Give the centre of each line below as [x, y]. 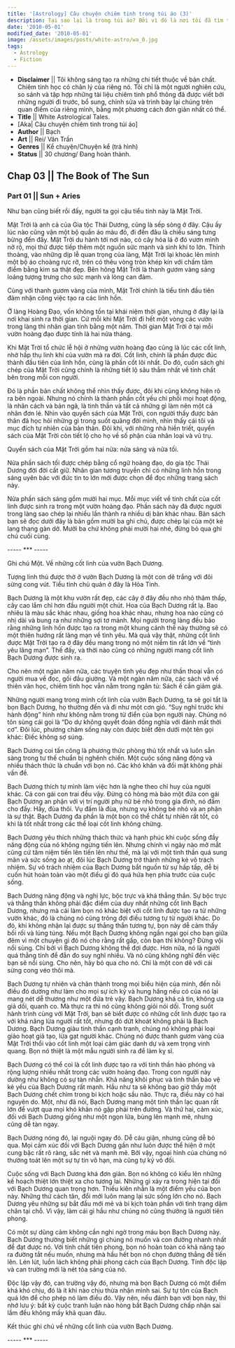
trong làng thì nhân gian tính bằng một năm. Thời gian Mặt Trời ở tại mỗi [110, 326]
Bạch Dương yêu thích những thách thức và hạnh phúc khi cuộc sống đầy [113, 838]
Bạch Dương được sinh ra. [45, 658]
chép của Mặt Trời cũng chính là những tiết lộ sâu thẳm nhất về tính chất [112, 370]
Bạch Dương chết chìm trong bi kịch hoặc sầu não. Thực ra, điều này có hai [116, 1095]
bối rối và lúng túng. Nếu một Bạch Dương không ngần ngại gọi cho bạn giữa [117, 933]
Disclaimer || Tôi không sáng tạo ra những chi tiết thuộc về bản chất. [117, 79]
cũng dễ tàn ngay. [33, 1124]
